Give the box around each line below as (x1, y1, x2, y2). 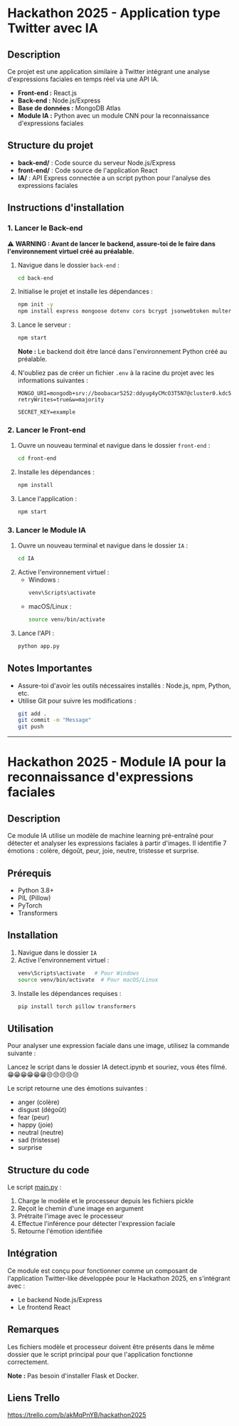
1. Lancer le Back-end (7, 223, 83, 233)
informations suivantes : (17, 376, 89, 384)
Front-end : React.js (17, 89, 78, 97)
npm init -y (17, 301, 53, 308)
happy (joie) (17, 1121, 53, 1129)
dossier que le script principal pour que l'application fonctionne (7, 1350, 193, 1358)
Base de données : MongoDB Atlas (17, 104, 121, 112)
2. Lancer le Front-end (7, 425, 86, 435)
